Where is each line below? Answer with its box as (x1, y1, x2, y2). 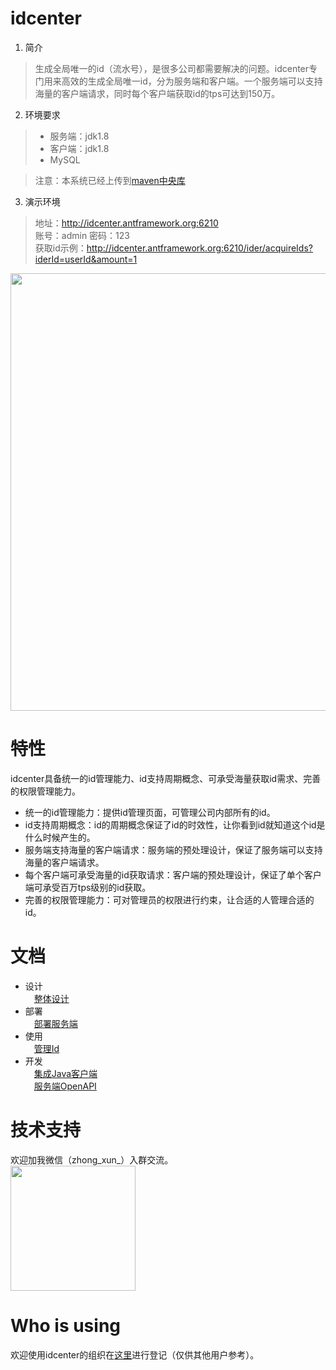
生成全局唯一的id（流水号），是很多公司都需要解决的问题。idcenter (34, 62, 310, 74)
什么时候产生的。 (24, 831, 96, 843)
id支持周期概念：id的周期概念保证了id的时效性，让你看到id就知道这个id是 (24, 818, 326, 831)
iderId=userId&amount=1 (34, 253, 138, 265)
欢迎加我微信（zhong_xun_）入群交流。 (10, 1153, 174, 1166)
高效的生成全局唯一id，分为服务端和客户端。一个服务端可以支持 (61, 75, 323, 87)
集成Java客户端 (33, 1067, 98, 1079)
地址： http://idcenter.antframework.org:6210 (34, 217, 219, 229)
